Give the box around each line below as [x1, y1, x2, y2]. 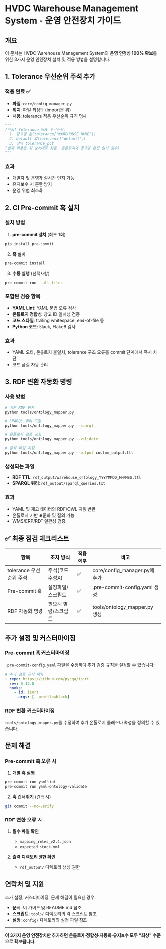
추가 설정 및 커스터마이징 [5, 634, 76, 642]
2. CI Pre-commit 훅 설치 [5, 203, 80, 212]
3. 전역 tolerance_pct [9, 141, 54, 146]
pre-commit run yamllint [5, 779, 56, 785]
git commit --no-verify [5, 804, 54, 809]
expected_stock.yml [19, 844, 60, 849]
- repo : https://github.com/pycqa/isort [5, 676, 90, 681]
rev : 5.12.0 [9, 681, 35, 686]
